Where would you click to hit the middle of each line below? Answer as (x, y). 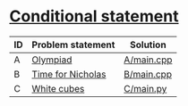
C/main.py (145, 88)
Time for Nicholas (69, 74)
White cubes (58, 88)
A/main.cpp (148, 60)
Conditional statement (94, 16)
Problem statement (73, 45)
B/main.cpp (148, 74)
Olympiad (52, 60)
